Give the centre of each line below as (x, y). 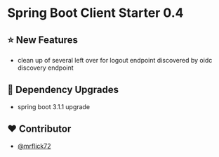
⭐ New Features (43, 40)
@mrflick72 (34, 146)
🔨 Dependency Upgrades (63, 90)
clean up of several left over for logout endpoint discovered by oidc (115, 60)
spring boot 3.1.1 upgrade (53, 106)
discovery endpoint (45, 68)
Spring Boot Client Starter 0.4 (95, 13)
